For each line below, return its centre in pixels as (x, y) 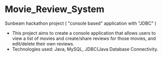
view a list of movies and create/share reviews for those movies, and (84, 38)
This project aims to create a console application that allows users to (84, 33)
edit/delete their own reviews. (43, 43)
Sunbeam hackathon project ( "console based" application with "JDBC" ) (81, 23)
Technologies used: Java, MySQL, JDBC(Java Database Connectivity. (85, 49)
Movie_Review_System (55, 9)
